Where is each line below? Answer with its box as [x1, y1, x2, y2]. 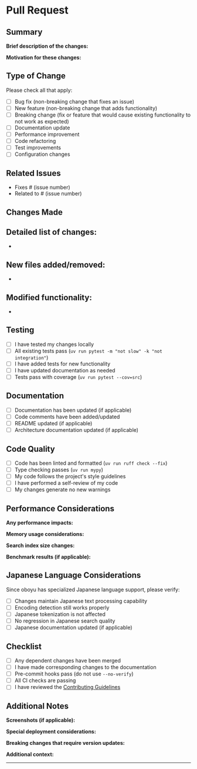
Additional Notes [6, 701, 69, 711]
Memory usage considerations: [6, 531, 84, 538]
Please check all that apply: [6, 86, 73, 94]
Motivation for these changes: [6, 54, 81, 61]
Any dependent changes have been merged [14, 657, 121, 664]
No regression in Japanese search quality [14, 617, 116, 624]
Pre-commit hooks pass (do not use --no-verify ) [14, 670, 134, 677]
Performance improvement [14, 131, 80, 138]
